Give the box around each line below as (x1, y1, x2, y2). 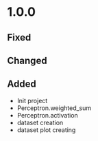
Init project (16, 96, 48, 105)
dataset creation (16, 118, 64, 127)
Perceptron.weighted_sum (16, 104, 92, 112)
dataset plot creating (16, 125, 76, 134)
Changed (7, 54, 47, 66)
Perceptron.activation (16, 111, 79, 119)
